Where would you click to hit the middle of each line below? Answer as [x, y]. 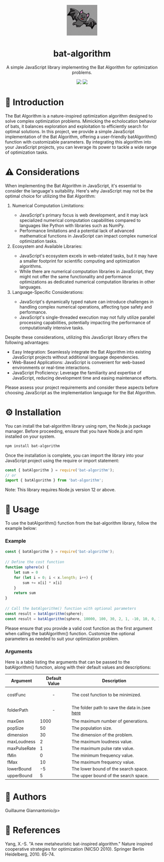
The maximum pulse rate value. [103, 748]
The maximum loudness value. [102, 742]
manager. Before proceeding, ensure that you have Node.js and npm [74, 431]
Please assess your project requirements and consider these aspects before [82, 387]
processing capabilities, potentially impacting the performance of [85, 322]
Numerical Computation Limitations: [48, 205]
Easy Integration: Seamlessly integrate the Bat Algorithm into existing [82, 352]
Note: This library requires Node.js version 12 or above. [61, 490]
